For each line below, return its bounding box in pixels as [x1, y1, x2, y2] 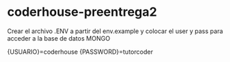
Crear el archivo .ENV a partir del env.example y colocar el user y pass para [7, 27, 224, 35]
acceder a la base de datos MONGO [7, 34, 111, 42]
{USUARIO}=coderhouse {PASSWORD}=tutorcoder [7, 48, 154, 56]
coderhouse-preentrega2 [7, 4, 157, 20]
